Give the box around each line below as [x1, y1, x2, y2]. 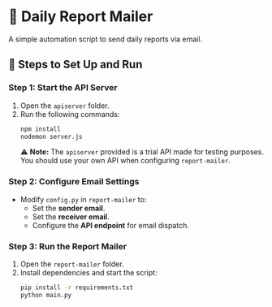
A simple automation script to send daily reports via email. [8, 34, 203, 44]
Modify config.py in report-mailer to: [19, 194, 147, 204]
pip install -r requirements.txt [19, 283, 134, 292]
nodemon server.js [19, 132, 83, 141]
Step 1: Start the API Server [8, 82, 118, 93]
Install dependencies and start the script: [19, 267, 158, 277]
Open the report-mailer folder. [19, 259, 124, 269]
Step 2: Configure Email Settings [8, 176, 140, 188]
